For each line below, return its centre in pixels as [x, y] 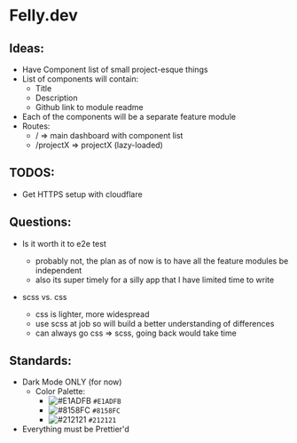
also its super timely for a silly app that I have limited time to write [155, 280]
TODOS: [32, 173]
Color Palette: [60, 392]
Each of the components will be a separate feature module [129, 117]
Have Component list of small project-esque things [115, 69]
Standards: [41, 361]
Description [56, 98]
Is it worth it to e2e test [64, 243]
